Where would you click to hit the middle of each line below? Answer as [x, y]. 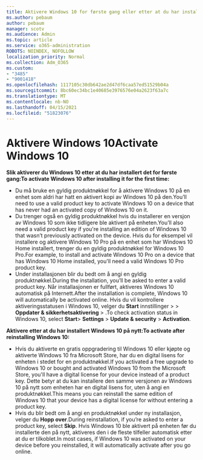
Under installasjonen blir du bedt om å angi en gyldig [81, 274]
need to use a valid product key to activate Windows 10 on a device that [105, 204]
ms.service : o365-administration [48, 46]
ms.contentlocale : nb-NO [37, 102]
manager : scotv [25, 29]
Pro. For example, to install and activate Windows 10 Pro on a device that [105, 255]
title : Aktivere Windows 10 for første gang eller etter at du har [93, 12]
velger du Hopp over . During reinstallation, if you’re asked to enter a [99, 420]
